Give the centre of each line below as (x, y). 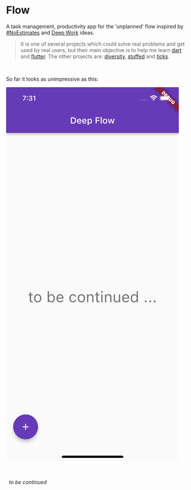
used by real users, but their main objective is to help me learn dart (101, 50)
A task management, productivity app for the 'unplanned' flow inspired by (95, 26)
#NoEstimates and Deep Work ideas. (50, 32)
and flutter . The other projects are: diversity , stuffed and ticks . (95, 56)
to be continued (28, 482)
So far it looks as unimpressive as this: (52, 79)
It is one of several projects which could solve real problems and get (103, 44)
